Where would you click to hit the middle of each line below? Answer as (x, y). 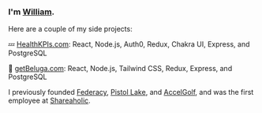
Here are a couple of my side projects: (70, 29)
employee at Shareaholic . (49, 100)
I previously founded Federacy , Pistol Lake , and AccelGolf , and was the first (131, 92)
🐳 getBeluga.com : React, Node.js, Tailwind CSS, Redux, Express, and (120, 69)
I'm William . (32, 12)
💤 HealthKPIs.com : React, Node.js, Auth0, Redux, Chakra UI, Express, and (129, 44)
